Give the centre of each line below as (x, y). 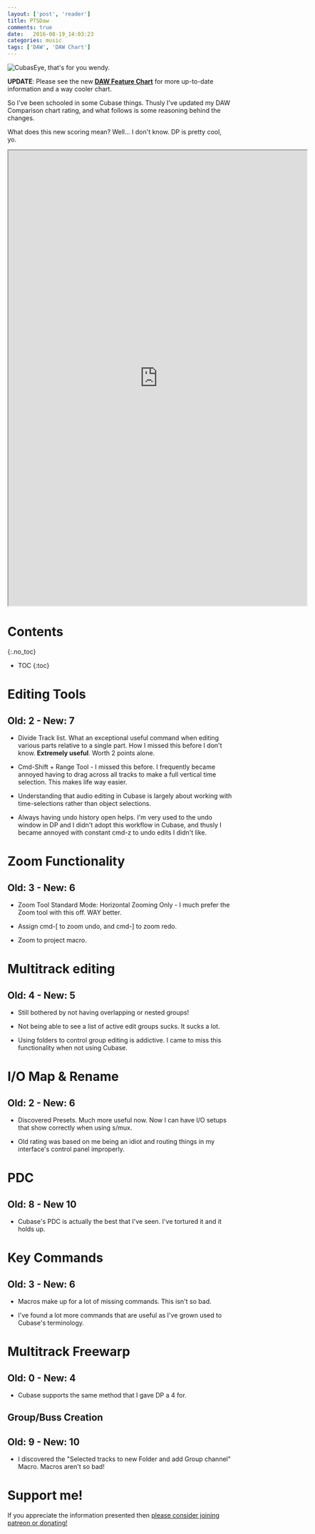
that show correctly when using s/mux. (75, 1127)
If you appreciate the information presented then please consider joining (113, 1515)
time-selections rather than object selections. (84, 803)
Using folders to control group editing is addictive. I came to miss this (119, 1040)
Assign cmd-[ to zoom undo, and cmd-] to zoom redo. (97, 926)
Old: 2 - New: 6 (41, 1103)
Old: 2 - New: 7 (41, 721)
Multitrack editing (61, 969)
